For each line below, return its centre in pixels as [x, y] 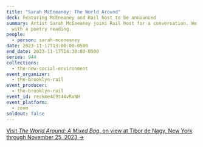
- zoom [20, 108]
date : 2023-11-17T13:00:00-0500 [47, 46]
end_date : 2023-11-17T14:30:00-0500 [53, 52]
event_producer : [27, 86]
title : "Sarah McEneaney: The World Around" [64, 12]
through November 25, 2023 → [45, 137]
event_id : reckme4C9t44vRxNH [43, 97]
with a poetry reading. [42, 29]
